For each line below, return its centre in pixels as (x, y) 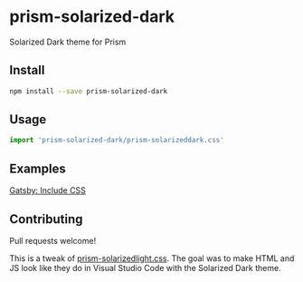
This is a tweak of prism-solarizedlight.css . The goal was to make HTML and (152, 258)
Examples (38, 168)
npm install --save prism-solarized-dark (89, 91)
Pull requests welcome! (53, 240)
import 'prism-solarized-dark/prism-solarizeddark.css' (117, 141)
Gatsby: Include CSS (47, 190)
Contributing (46, 219)
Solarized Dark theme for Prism (68, 42)
